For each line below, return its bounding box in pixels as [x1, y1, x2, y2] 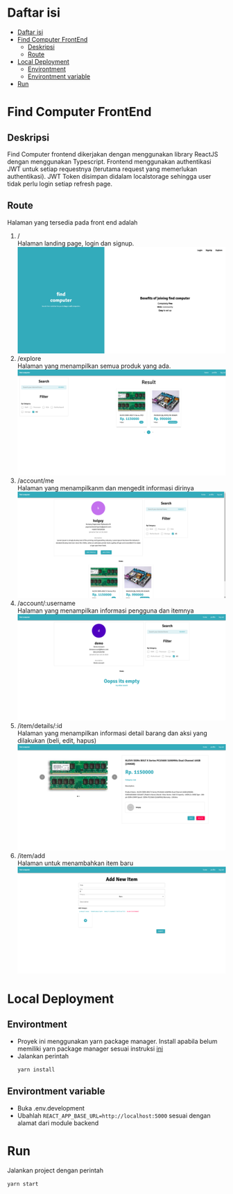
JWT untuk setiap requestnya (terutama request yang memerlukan [7, 165, 198, 173]
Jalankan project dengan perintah [7, 1166, 104, 1175]
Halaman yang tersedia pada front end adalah [7, 218, 138, 227]
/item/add [17, 851, 46, 860]
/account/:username [17, 599, 76, 608]
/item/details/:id [17, 721, 62, 729]
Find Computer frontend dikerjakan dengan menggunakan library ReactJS [7, 150, 218, 158]
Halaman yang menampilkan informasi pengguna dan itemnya [17, 606, 194, 615]
